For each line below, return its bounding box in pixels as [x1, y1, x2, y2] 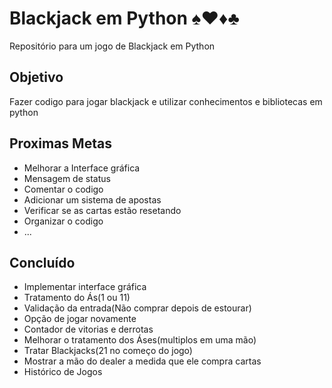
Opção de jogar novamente [23, 313, 137, 325]
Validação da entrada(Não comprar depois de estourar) [23, 302, 252, 314]
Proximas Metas [9, 135, 112, 152]
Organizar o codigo [23, 215, 104, 227]
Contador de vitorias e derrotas [23, 323, 154, 336]
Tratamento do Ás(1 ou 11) [23, 292, 131, 304]
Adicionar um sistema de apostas [23, 193, 162, 206]
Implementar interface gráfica [23, 281, 147, 293]
